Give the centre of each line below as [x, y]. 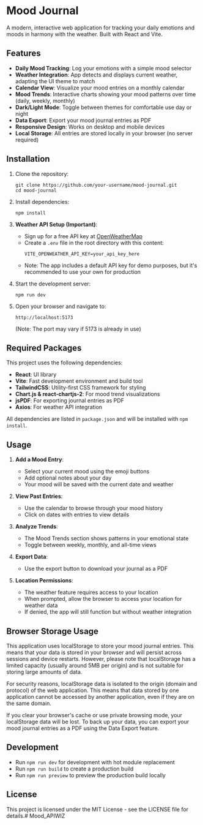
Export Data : [31, 557]
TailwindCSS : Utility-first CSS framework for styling [80, 388]
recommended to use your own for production [83, 272]
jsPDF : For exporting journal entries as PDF [69, 401]
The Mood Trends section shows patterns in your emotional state [106, 538]
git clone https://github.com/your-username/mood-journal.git [96, 185]
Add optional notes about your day [68, 478]
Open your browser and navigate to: [61, 306]
